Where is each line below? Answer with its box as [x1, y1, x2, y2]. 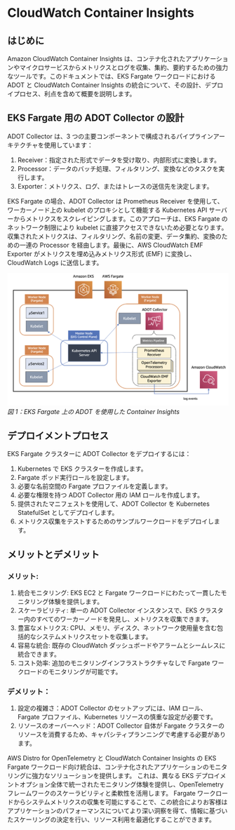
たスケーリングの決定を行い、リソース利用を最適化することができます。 [7, 815, 215, 824]
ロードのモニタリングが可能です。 [23, 668, 122, 676]
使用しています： [43, 140, 93, 149]
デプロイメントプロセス [7, 429, 109, 441]
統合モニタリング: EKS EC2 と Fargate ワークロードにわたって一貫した [17, 589, 221, 597]
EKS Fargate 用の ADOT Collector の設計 [7, 112, 184, 124]
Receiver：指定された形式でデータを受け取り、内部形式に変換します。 [17, 156, 221, 164]
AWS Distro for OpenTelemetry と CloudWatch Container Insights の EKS [7, 754, 217, 763]
